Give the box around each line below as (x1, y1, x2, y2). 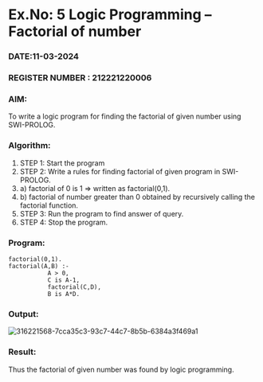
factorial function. (19, 201, 78, 210)
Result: (8, 346, 37, 357)
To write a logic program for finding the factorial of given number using (8, 111, 241, 121)
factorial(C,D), (47, 283, 102, 291)
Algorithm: (8, 140, 51, 151)
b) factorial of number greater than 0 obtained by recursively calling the (19, 192, 255, 201)
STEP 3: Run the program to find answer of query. (19, 209, 184, 218)
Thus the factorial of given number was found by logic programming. (8, 364, 234, 374)
